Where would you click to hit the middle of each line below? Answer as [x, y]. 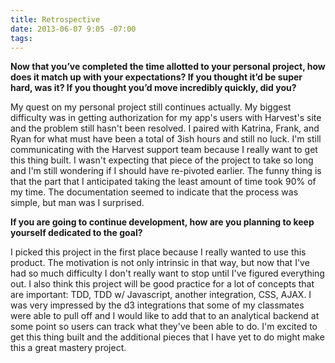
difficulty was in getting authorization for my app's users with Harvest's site [166, 118]
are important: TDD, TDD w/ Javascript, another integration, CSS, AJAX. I [161, 295]
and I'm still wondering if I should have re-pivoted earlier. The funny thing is [166, 171]
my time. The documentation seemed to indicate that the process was [154, 192]
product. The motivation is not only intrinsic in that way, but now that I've [160, 263]
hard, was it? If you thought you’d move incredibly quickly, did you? [153, 88]
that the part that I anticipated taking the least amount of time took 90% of [163, 182]
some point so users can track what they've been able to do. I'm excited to [164, 327]
